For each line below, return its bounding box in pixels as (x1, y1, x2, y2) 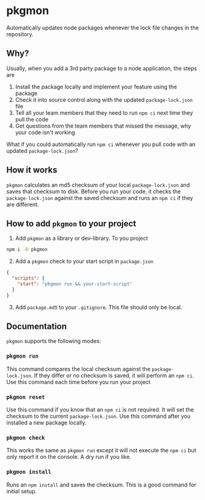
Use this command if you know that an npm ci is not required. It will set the (6, 406, 194, 413)
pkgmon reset (6, 393, 45, 401)
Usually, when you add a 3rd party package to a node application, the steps (6, 64, 198, 72)
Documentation (6, 321, 67, 332)
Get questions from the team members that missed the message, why (15, 122, 192, 129)
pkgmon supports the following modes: (6, 337, 101, 345)
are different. (6, 201, 39, 208)
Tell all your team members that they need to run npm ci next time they (15, 109, 193, 117)
